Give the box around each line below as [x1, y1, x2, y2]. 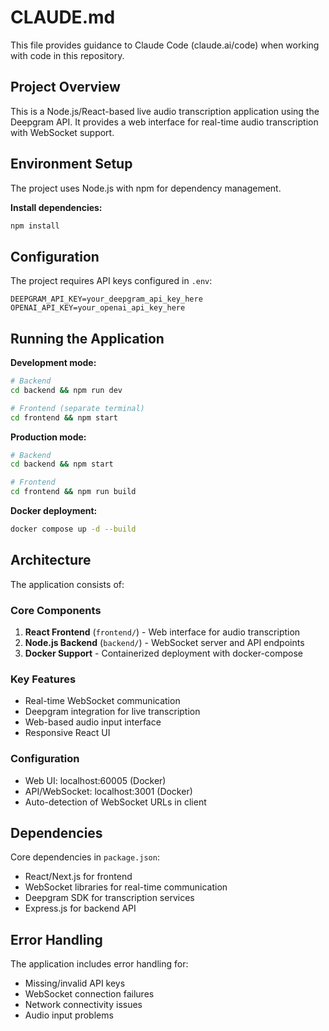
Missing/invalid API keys [24, 977, 126, 990]
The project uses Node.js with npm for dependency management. [10, 182, 282, 194]
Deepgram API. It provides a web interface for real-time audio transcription [10, 116, 319, 128]
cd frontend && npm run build [10, 487, 137, 497]
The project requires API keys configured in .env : [10, 275, 213, 287]
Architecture [10, 552, 92, 569]
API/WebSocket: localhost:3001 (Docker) [24, 785, 193, 797]
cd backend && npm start [10, 459, 114, 470]
